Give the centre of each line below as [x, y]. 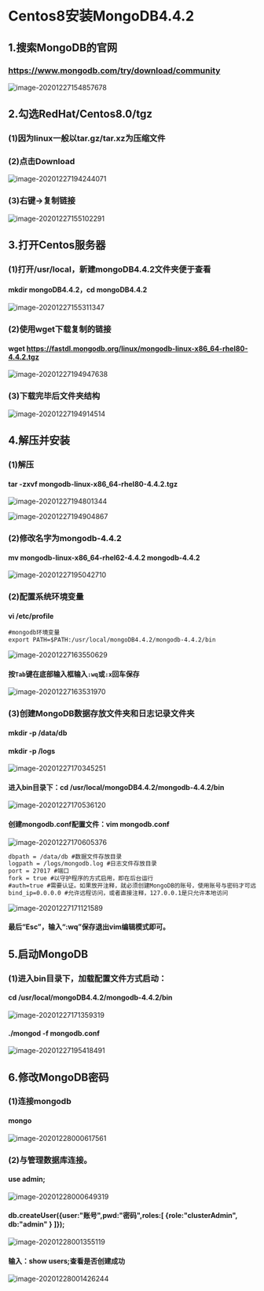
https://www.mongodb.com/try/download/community [114, 70]
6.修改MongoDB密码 [59, 1077]
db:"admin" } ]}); [37, 1224]
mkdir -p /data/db [38, 733]
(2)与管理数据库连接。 [50, 1160]
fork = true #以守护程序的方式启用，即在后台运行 [81, 879]
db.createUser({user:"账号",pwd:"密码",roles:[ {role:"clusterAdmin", [123, 1216]
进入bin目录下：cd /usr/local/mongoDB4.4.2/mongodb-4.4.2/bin [116, 787]
